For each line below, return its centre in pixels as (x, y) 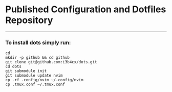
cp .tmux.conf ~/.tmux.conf (35, 85)
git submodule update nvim (34, 76)
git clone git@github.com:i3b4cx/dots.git (51, 62)
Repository (29, 20)
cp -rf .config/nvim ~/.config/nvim (44, 80)
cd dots (14, 67)
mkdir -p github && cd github (38, 58)
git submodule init (26, 71)
